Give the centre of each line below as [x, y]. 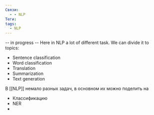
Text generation [28, 79]
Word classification [32, 63]
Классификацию [30, 98]
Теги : [11, 19]
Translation [24, 68]
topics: [12, 48]
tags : [11, 24]
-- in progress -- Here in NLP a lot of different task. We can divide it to [77, 42]
